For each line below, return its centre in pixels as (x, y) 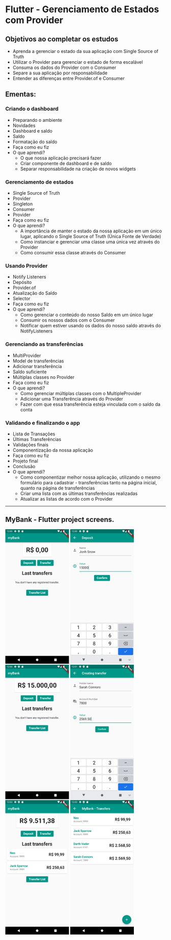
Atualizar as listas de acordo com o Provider (66, 499)
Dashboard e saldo (32, 130)
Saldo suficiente (30, 372)
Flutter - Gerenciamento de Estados (82, 9)
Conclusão (24, 466)
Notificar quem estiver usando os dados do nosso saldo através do (91, 326)
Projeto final (25, 461)
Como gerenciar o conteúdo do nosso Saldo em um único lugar (87, 315)
